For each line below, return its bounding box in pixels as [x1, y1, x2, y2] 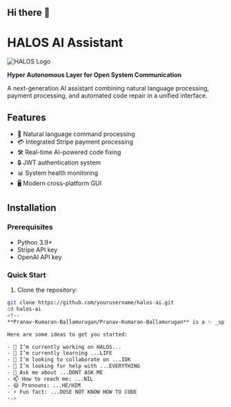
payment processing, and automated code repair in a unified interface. [7, 91, 208, 100]
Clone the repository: [17, 286, 78, 294]
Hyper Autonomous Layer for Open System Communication [7, 70, 181, 79]
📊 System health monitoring [17, 169, 99, 177]
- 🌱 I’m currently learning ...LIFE [7, 350, 112, 357]
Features [7, 111, 46, 123]
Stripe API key [17, 245, 58, 254]
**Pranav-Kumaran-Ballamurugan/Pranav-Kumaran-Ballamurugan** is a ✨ [7, 319, 212, 325]
